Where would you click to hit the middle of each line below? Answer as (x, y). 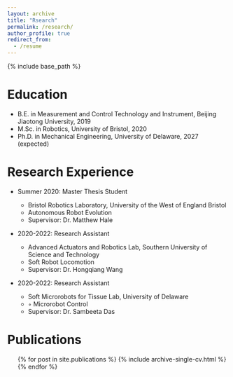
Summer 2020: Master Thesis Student (72, 191)
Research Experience (71, 172)
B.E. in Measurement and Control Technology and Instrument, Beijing (117, 114)
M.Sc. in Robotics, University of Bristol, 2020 (82, 129)
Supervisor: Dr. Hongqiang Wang (75, 269)
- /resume (28, 46)
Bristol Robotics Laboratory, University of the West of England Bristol (127, 205)
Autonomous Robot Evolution (70, 212)
